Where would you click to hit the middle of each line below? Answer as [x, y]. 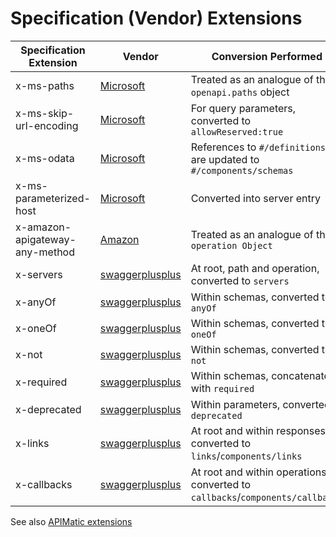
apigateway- [46, 239]
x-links [32, 443]
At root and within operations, [260, 472]
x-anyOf [36, 302]
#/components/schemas [242, 170]
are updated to [225, 159]
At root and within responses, [259, 430]
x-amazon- [43, 227]
